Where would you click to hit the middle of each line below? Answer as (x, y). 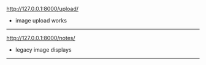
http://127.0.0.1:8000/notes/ (41, 38)
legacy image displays (43, 50)
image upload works (41, 20)
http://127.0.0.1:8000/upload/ (42, 9)
